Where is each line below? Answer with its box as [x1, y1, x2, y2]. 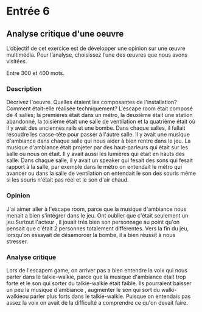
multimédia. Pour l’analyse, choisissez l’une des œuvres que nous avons [6, 51, 187, 58]
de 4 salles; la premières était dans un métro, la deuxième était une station [6, 112, 193, 119]
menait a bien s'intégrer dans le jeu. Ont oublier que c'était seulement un [6, 211, 189, 219]
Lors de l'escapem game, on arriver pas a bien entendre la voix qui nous [6, 266, 187, 274]
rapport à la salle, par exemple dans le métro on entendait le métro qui [6, 163, 183, 171]
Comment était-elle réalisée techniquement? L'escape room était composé [6, 105, 193, 112]
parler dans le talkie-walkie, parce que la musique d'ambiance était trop [6, 273, 187, 280]
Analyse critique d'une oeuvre [6, 29, 124, 39]
